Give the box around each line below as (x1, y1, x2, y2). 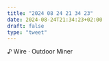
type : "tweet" (7, 28, 48, 36)
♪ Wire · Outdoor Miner (7, 47, 73, 56)
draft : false (7, 22, 45, 29)
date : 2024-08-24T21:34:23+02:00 (7, 16, 103, 23)
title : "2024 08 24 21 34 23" (7, 9, 94, 17)
